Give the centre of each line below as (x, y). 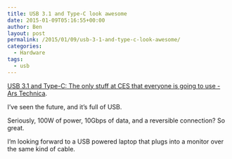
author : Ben (25, 27)
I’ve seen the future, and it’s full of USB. (65, 106)
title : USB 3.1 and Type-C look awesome (67, 14)
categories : (25, 46)
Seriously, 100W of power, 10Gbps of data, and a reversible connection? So (116, 120)
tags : (15, 60)
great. (16, 127)
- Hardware (30, 53)
